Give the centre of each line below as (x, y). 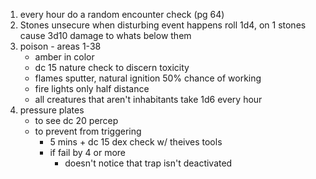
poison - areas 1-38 (60, 46)
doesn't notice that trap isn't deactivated (148, 163)
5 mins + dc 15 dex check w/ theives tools (136, 142)
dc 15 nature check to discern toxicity (112, 67)
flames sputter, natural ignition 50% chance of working (148, 78)
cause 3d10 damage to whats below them (105, 35)
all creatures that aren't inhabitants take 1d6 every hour (148, 99)
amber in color (64, 57)
